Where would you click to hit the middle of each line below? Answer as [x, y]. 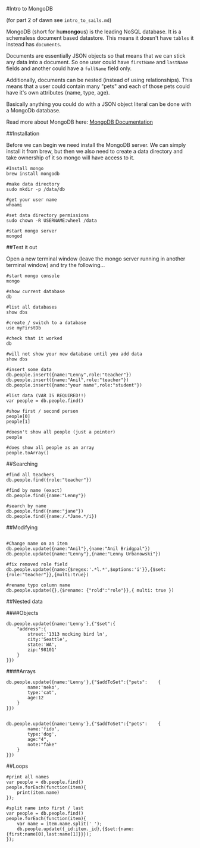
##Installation [23, 134]
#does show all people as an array [50, 448]
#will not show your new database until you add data [74, 354]
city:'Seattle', [48, 639]
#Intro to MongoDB [30, 9]
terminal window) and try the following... [56, 265]
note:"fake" [43, 745]
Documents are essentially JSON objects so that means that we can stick [96, 56]
